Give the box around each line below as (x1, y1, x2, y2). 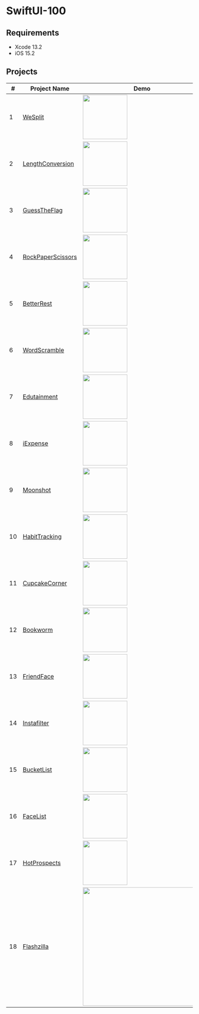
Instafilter (23, 719, 49, 727)
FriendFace (23, 672, 54, 680)
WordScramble (23, 346, 65, 354)
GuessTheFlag (23, 206, 63, 214)
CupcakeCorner (23, 579, 68, 587)
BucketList (23, 765, 52, 774)
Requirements (6, 28, 59, 38)
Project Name (30, 84, 70, 92)
